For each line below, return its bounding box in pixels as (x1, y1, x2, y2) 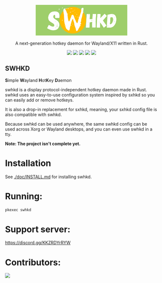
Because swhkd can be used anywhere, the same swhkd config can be (5, 121, 147, 127)
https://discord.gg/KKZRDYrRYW (5, 240, 71, 246)
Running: (5, 191, 43, 201)
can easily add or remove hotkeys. (5, 97, 74, 103)
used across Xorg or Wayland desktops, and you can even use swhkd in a (5, 126, 153, 132)
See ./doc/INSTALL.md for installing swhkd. (5, 174, 92, 180)
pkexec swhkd (5, 208, 32, 213)
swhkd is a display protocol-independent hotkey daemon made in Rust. (5, 86, 147, 92)
